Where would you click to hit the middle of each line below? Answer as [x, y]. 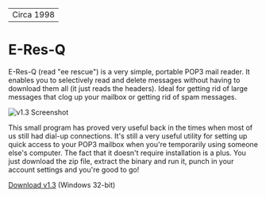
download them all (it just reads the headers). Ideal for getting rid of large [128, 88]
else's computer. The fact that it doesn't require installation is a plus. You [127, 153]
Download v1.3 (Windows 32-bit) [62, 184]
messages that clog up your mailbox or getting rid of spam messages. [123, 97]
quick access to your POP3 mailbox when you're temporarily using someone [133, 144]
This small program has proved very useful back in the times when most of [131, 127]
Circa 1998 [34, 15]
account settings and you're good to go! [74, 169]
